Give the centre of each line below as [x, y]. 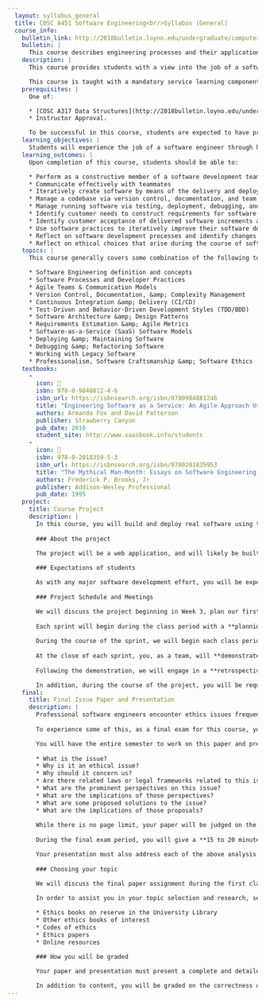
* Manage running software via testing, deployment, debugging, [137, 207]
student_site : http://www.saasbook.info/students [120, 435]
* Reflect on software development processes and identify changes [143, 236]
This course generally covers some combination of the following [139, 258]
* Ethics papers [63, 935]
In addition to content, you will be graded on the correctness [145, 986]
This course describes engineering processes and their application [144, 53]
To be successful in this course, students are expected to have [139, 133]
